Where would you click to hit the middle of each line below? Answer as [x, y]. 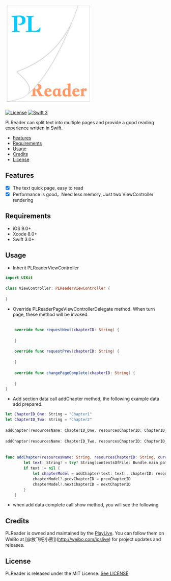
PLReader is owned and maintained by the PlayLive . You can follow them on [85, 533]
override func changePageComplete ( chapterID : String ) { [75, 373]
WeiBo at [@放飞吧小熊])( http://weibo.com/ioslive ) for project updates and [83, 539]
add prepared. [27, 404]
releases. [15, 545]
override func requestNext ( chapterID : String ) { [67, 330]
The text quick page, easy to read [48, 188]
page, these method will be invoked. [51, 314]
